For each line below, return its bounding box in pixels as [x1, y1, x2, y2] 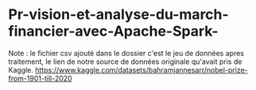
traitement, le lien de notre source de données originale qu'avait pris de [8, 57, 242, 66]
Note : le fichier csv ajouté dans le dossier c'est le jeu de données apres [8, 48, 245, 58]
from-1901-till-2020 [8, 73, 73, 83]
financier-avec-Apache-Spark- [8, 22, 219, 40]
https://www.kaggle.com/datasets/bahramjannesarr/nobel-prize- [34, 65, 248, 74]
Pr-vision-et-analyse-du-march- [8, 6, 229, 24]
